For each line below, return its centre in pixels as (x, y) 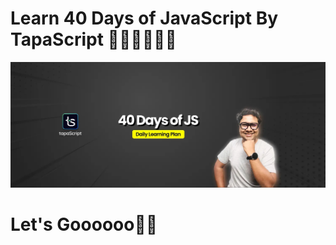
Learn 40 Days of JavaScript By (144, 18)
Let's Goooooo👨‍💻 (84, 224)
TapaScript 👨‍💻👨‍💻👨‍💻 (93, 39)
